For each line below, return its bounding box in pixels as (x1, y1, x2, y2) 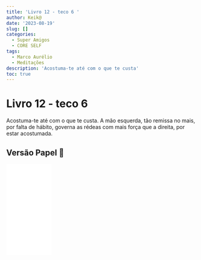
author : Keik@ (6, 15, 42, 21)
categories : (6, 32, 36, 38)
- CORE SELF (11, 43, 42, 49)
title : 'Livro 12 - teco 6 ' (6, 8, 80, 15)
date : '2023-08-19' (6, 20, 56, 26)
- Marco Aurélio (11, 54, 53, 60)
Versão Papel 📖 (6, 147, 65, 158)
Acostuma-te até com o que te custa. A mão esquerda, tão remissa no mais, (6, 117, 196, 124)
